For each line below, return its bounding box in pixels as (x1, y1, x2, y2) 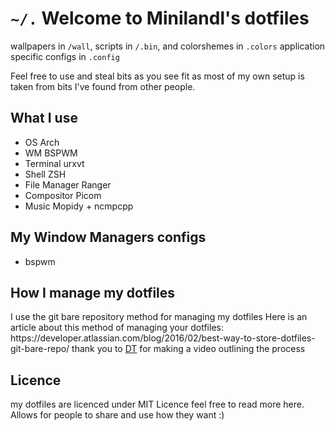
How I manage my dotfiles (10, 284, 176, 301)
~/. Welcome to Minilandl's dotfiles (10, 7, 310, 30)
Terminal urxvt (24, 157, 85, 169)
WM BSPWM (24, 147, 78, 159)
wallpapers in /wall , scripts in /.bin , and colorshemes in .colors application (10, 40, 326, 52)
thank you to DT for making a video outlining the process (71, 343, 306, 355)
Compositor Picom (24, 189, 102, 201)
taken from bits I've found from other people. (10, 80, 196, 92)
